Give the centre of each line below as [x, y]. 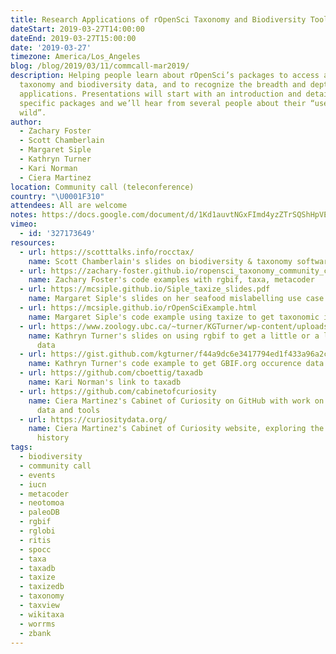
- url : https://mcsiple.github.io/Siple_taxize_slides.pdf [145, 289]
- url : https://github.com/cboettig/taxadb [111, 373]
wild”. [33, 112]
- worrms [37, 624]
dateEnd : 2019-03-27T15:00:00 [73, 38]
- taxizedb [42, 587]
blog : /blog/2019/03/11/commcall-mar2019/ [100, 66]
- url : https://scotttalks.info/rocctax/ [107, 252]
